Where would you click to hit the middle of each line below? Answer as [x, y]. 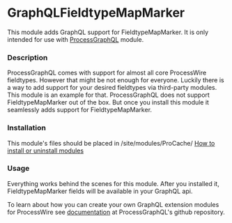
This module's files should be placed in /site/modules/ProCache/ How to [111, 143]
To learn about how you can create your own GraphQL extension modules [113, 204]
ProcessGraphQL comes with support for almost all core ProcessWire [107, 73]
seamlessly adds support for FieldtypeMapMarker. [79, 110]
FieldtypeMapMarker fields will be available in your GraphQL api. [100, 191]
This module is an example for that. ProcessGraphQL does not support [109, 95]
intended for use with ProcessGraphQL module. [76, 39]
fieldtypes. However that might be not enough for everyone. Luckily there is [116, 80]
